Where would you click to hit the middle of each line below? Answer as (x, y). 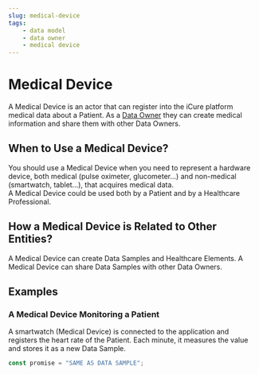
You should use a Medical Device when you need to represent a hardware (129, 167)
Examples (33, 292)
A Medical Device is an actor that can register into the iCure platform (121, 107)
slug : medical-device (44, 16)
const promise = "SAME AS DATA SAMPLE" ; (77, 363)
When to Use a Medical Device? (88, 148)
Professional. (30, 201)
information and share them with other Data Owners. (94, 123)
